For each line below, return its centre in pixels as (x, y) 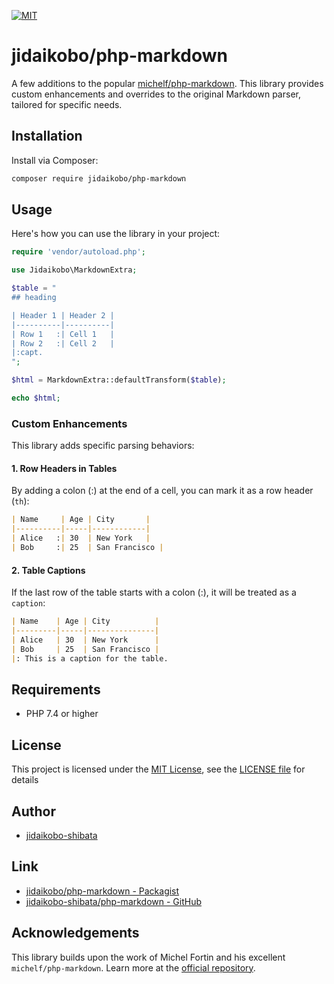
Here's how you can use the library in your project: (116, 234)
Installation (47, 136)
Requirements (56, 689)
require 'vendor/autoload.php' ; (78, 252)
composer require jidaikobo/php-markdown (99, 178)
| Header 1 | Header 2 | (63, 315)
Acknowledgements (75, 933)
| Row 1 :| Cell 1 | (63, 334)
